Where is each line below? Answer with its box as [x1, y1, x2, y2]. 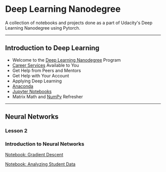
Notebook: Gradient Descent [5, 152, 63, 158]
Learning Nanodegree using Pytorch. [5, 25, 81, 31]
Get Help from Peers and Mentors [12, 68, 82, 73]
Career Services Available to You [12, 62, 79, 68]
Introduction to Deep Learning [5, 44, 100, 52]
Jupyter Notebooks [12, 88, 52, 94]
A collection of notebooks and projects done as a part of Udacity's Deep [5, 20, 153, 26]
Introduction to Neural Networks [5, 140, 84, 147]
